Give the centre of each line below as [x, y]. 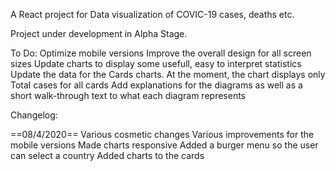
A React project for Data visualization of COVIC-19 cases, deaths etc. [152, 14]
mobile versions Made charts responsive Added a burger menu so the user [164, 145]
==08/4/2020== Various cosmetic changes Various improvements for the [162, 134]
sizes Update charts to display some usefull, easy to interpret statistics [156, 63]
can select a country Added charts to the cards [107, 155]
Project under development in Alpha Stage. [99, 33]
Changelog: [34, 115]
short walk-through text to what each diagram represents [128, 95]
